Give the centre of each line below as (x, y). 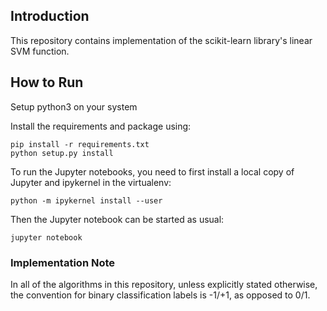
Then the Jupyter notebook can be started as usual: (117, 219)
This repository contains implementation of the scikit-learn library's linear (161, 40)
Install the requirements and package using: (101, 126)
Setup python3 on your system (74, 106)
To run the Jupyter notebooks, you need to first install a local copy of (152, 171)
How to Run (47, 82)
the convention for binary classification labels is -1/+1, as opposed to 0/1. (160, 295)
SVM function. (40, 51)
